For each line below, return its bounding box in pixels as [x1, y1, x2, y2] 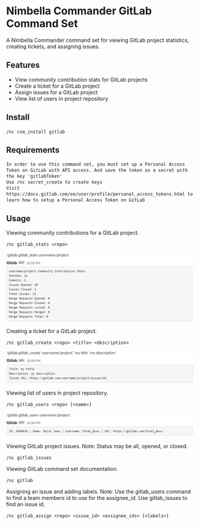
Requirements [6, 145, 60, 155]
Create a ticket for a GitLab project [14, 82, 100, 89]
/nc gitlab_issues [6, 455, 52, 461]
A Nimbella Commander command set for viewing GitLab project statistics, [6, 36, 189, 44]
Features [6, 60, 40, 70]
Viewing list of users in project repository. [6, 389, 108, 397]
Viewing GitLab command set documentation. [6, 465, 119, 473]
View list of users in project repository [14, 95, 108, 102]
